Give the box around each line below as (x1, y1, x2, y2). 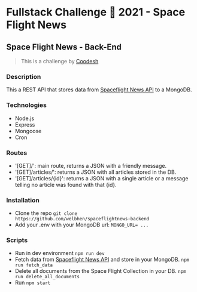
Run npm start (14, 279, 51, 286)
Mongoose (14, 127, 42, 134)
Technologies (6, 101, 47, 109)
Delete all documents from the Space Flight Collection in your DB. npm (14, 268, 187, 275)
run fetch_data (14, 262, 53, 268)
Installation (6, 196, 40, 204)
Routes (6, 149, 28, 157)
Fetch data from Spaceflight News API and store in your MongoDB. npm (14, 256, 190, 263)
